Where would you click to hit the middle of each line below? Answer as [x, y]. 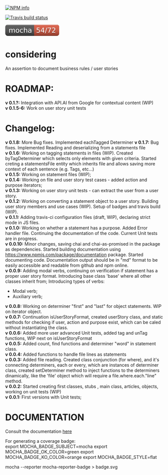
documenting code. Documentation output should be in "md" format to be [81, 260]
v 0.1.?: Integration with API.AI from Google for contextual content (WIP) [79, 103]
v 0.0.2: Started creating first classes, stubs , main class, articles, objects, [82, 386]
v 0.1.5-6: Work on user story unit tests [46, 108]
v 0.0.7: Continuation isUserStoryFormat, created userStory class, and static [84, 316]
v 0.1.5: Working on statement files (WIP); [48, 174]
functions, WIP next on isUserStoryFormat [49, 338]
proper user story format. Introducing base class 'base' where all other [78, 276]
